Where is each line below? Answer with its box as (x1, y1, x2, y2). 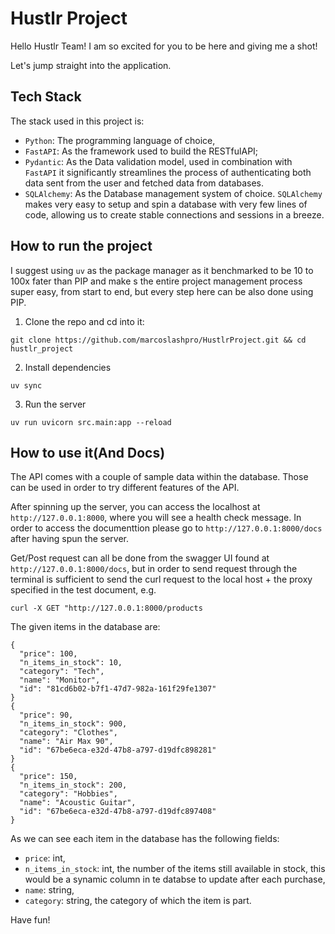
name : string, (24, 884, 75, 896)
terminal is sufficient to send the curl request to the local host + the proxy (10, 573, 313, 586)
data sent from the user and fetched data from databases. (24, 177, 264, 189)
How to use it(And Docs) (10, 444, 166, 461)
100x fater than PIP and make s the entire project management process (10, 275, 303, 287)
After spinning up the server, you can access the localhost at (10, 501, 261, 513)
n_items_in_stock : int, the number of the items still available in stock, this (24, 863, 326, 875)
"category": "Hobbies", (19, 789, 118, 799)
